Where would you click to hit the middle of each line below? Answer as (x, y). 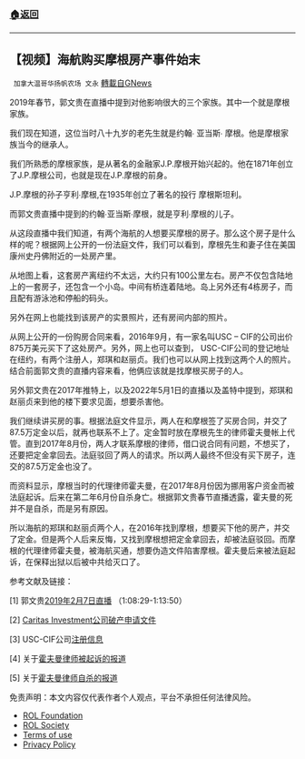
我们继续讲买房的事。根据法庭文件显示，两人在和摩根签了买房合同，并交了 (148, 421)
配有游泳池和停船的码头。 (65, 299)
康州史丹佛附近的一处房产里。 (65, 256)
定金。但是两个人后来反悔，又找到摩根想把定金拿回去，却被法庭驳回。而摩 (156, 540)
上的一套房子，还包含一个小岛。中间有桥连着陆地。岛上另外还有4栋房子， (148, 287)
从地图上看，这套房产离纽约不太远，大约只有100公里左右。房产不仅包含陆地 (151, 276)
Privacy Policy (49, 744)
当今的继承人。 (45, 145)
